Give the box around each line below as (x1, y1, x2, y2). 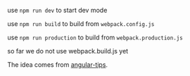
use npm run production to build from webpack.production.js (7, 33, 183, 42)
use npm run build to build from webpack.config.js (7, 20, 155, 27)
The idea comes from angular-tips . (7, 61, 108, 69)
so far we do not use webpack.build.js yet (7, 47, 129, 55)
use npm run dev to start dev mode (7, 6, 108, 14)
